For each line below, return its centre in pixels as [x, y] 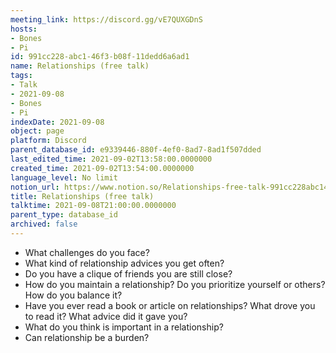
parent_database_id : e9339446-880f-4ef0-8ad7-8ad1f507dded [136, 150]
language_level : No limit [64, 177]
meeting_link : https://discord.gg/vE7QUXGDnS [106, 19]
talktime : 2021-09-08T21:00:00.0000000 [93, 206]
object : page [37, 131]
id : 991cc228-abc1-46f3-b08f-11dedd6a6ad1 [100, 57]
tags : [21, 76]
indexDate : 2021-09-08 [57, 122]
